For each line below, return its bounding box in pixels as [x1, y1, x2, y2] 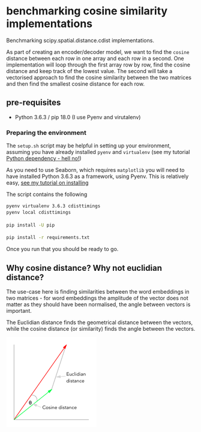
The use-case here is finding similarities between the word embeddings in [6, 288, 190, 295]
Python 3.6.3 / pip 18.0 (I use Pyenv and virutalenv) [14, 113, 141, 120]
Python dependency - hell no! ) [6, 155, 82, 162]
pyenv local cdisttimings [6, 209, 71, 215]
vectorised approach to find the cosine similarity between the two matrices [6, 74, 192, 81]
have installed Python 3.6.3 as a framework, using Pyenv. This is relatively [6, 173, 189, 180]
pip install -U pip [6, 222, 55, 228]
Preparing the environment [6, 128, 87, 137]
